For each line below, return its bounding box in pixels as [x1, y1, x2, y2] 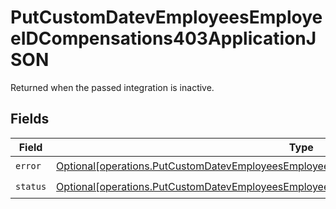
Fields [10, 111, 50, 128]
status [15, 181, 47, 193]
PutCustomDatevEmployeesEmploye [10, 6, 323, 29]
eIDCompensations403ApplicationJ [10, 27, 317, 50]
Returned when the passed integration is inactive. [10, 81, 215, 93]
